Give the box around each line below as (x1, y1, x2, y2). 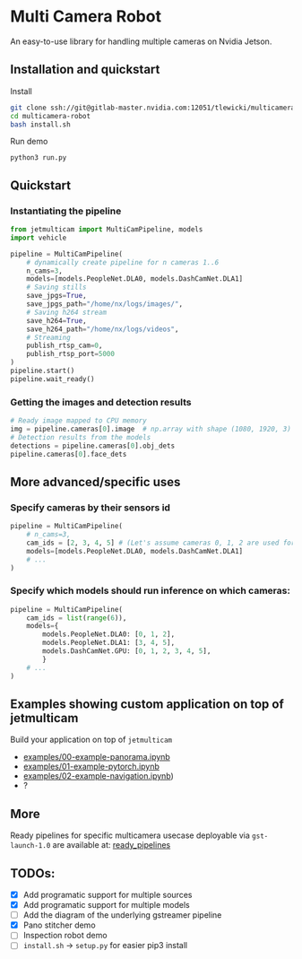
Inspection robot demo (22, 930, 108, 941)
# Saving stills (26, 283, 88, 292)
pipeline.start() (10, 366, 75, 376)
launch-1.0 (10, 841, 51, 850)
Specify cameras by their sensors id (10, 501, 171, 513)
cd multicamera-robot (10, 111, 91, 120)
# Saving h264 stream (26, 308, 107, 317)
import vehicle (10, 233, 67, 242)
